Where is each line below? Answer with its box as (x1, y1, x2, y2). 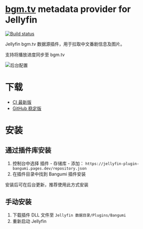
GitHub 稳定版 (12, 105, 41, 111)
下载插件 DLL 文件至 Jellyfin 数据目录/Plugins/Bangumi (12, 211, 126, 218)
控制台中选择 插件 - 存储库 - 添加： (12, 160, 84, 166)
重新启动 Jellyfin (12, 218, 46, 224)
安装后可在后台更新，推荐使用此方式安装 (5, 181, 88, 187)
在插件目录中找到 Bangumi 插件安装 (12, 171, 86, 177)
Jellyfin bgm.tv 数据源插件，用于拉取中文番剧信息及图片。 (5, 41, 125, 47)
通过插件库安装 (5, 146, 51, 154)
